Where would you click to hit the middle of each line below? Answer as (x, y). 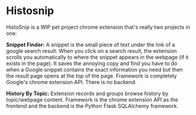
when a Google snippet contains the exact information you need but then (95, 69)
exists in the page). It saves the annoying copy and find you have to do (92, 63)
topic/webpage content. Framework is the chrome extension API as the (92, 99)
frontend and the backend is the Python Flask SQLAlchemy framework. (92, 106)
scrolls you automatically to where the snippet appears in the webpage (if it (97, 57)
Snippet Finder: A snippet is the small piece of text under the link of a (91, 45)
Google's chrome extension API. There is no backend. (72, 82)
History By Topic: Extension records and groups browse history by (87, 93)
